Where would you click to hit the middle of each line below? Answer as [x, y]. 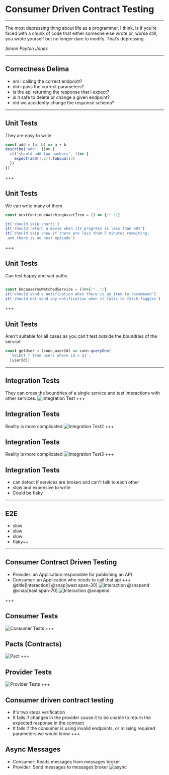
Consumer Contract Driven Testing [61, 562]
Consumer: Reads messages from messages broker [66, 761]
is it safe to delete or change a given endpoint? [61, 97]
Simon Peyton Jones [27, 48]
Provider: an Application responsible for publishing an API [72, 574]
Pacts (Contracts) [33, 644]
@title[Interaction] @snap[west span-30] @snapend [81, 585]
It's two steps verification [39, 712]
